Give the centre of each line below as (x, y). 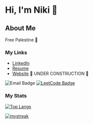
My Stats (16, 96)
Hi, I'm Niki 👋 (31, 10)
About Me (20, 28)
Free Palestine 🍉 (22, 40)
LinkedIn (21, 63)
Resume (20, 69)
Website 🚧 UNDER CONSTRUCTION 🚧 (50, 74)
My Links (16, 52)
